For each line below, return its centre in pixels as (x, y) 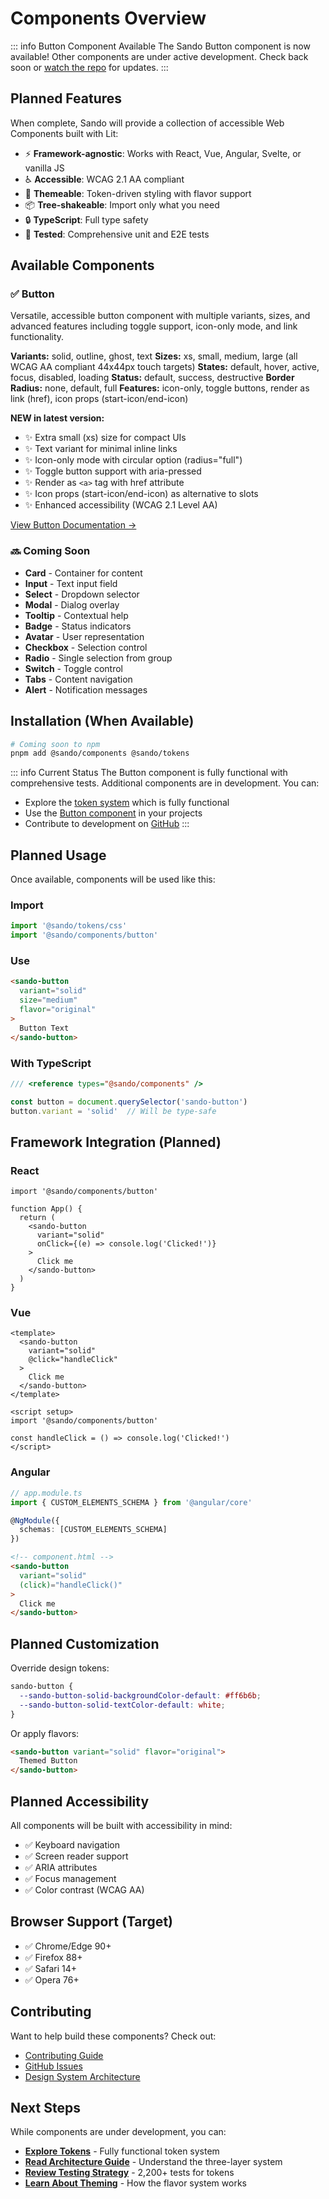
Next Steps (45, 2108)
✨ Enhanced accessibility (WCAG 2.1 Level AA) (121, 505)
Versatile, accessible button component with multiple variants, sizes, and (160, 316)
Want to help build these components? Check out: (113, 2036)
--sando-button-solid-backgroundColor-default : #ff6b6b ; (140, 1695)
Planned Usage (58, 855)
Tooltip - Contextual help (76, 615)
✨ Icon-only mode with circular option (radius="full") (133, 460)
